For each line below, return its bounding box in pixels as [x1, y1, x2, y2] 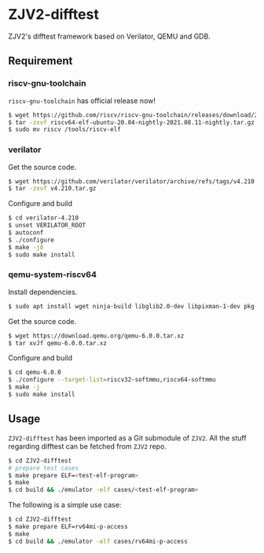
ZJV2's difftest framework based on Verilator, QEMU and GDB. [8, 31, 211, 41]
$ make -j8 [8, 243, 44, 251]
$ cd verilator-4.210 [8, 214, 79, 222]
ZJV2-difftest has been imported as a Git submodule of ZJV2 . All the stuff [8, 433, 247, 442]
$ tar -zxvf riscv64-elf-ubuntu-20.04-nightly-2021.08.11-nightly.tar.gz [8, 118, 255, 127]
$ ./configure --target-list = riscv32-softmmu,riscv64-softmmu [8, 376, 216, 384]
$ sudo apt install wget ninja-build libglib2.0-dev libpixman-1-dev [8, 302, 241, 310]
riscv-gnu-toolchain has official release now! [8, 96, 156, 105]
